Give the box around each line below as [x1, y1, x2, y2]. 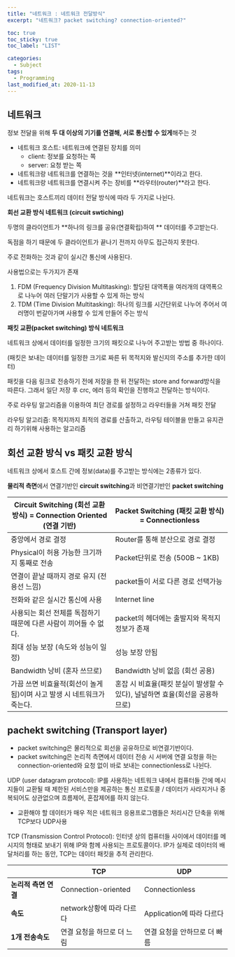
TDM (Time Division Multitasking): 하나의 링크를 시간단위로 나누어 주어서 [17, 300, 220, 309]
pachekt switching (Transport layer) [7, 724, 168, 736]
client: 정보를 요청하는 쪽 [27, 152, 97, 161]
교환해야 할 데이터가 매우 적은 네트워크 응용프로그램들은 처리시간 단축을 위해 [17, 808, 225, 816]
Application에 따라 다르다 [144, 908, 224, 918]
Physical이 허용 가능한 [10, 547, 81, 557]
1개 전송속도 [10, 932, 50, 942]
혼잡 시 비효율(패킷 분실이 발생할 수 [115, 679, 225, 689]
